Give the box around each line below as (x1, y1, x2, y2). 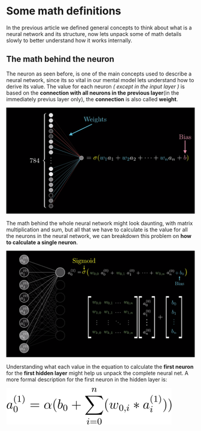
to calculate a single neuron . (6, 239, 78, 246)
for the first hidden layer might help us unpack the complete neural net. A (6, 369, 189, 376)
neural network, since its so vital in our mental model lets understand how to (6, 76, 194, 83)
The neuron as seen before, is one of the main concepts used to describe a (6, 70, 192, 77)
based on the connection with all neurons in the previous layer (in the (6, 89, 179, 97)
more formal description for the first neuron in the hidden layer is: (6, 376, 167, 383)
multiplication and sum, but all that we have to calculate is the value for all (6, 226, 188, 233)
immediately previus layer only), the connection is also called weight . (6, 95, 178, 103)
